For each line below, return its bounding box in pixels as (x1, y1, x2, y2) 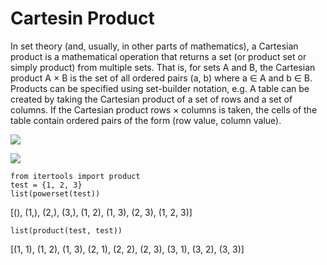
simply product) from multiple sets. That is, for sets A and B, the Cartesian (10, 61, 316, 73)
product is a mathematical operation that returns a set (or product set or (10, 50, 307, 62)
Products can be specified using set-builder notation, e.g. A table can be (10, 82, 310, 94)
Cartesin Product (10, 7, 155, 30)
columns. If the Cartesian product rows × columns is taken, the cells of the (10, 103, 318, 116)
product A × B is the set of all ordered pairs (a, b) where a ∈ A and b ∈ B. (10, 72, 313, 84)
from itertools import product (10, 171, 141, 181)
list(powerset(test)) (10, 188, 101, 199)
